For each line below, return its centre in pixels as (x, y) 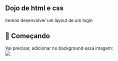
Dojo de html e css (34, 8)
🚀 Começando (27, 36)
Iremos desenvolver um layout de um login (49, 20)
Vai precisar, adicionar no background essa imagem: (59, 48)
